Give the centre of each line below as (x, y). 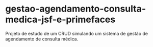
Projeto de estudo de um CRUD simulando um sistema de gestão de (76, 33)
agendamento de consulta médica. (42, 39)
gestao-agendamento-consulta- (76, 9)
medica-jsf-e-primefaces (60, 19)
